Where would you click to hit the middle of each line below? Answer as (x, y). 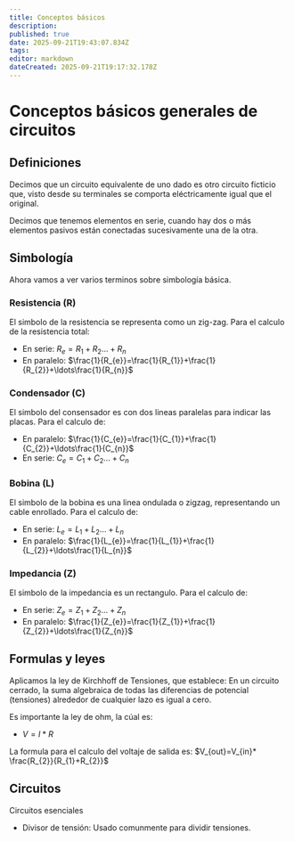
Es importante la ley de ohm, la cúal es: (81, 716)
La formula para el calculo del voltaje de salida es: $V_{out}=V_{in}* (133, 751)
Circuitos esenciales (46, 810)
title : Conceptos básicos (57, 17)
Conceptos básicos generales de (134, 111)
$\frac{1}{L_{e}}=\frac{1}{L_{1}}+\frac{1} (142, 541)
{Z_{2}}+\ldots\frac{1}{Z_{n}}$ (78, 631)
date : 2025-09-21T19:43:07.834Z (69, 42)
